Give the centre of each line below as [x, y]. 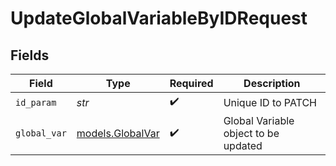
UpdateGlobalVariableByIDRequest [159, 18]
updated [243, 145]
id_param [36, 102]
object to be [251, 133]
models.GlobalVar [118, 133]
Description [272, 83]
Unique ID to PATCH [270, 102]
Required [191, 83]
